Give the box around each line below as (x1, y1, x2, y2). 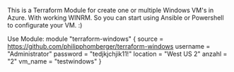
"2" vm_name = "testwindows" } (7, 57, 102, 66)
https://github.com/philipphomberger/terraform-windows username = (7, 42, 211, 50)
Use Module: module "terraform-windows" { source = (7, 35, 164, 43)
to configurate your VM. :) (7, 21, 83, 29)
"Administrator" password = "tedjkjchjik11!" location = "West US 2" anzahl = (7, 49, 228, 58)
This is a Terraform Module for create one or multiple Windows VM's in (7, 6, 214, 14)
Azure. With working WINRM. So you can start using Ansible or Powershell (7, 13, 224, 22)
